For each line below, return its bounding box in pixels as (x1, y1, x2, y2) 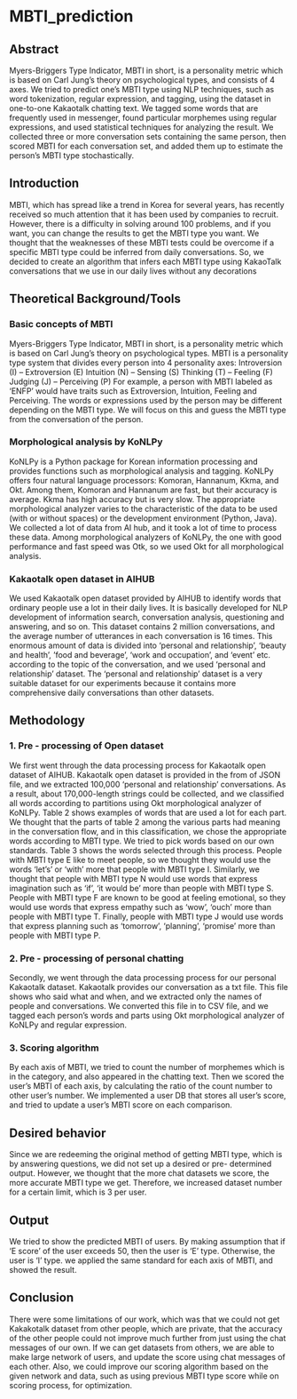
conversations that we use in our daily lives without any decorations (9, 265, 257, 276)
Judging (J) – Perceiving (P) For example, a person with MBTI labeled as (9, 376, 273, 387)
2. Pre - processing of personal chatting (9, 952, 184, 964)
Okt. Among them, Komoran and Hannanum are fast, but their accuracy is (9, 484, 277, 495)
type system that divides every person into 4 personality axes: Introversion (9, 357, 283, 368)
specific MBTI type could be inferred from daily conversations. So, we (9, 246, 264, 257)
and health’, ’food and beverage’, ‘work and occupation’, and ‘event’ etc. (9, 650, 271, 660)
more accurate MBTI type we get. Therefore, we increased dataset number (9, 1178, 283, 1188)
